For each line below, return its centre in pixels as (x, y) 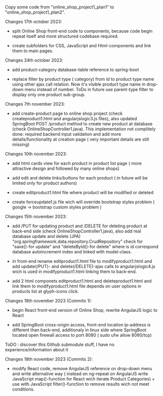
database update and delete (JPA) (46, 236)
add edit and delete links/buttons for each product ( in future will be (80, 178)
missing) (21, 144)
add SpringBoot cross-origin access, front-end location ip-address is (81, 325)
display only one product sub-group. (49, 95)
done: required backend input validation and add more (67, 134)
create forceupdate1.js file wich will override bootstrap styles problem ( (83, 202)
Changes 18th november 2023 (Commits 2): (49, 359)
